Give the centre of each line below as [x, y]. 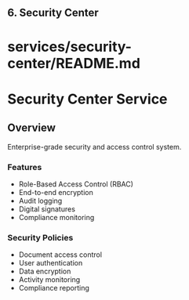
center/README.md [74, 63]
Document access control [60, 255]
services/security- [70, 47]
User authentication [51, 263]
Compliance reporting [54, 288]
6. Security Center [53, 13]
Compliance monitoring [56, 217]
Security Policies [40, 237]
